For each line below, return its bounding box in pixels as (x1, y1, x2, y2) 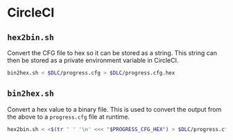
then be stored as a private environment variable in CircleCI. (7, 57, 179, 64)
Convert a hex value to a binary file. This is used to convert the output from (7, 105, 222, 113)
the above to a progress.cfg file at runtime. (7, 112, 130, 121)
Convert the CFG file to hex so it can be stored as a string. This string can (7, 49, 217, 57)
